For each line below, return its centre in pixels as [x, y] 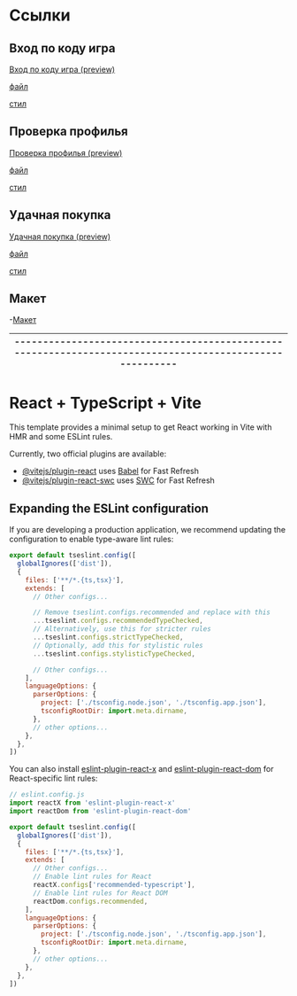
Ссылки [40, 16]
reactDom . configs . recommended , [90, 901]
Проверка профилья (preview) [66, 152]
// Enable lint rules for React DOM [100, 893]
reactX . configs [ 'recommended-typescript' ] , [114, 885]
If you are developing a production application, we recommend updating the [147, 530]
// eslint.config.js [47, 795]
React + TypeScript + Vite [105, 403]
